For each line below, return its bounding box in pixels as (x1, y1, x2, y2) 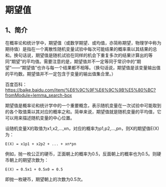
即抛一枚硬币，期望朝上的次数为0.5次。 (5, 177, 86, 182)
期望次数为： (22, 157, 49, 163)
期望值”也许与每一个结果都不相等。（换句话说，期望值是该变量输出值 (22, 65, 161, 70)
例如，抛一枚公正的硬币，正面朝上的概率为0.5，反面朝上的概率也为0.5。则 (5, 151, 157, 157)
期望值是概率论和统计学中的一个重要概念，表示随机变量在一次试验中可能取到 (5, 103, 162, 108)
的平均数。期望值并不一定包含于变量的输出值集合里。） (5, 71, 116, 77)
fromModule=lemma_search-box (5, 92, 72, 98)
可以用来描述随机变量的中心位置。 (5, 115, 75, 121)
